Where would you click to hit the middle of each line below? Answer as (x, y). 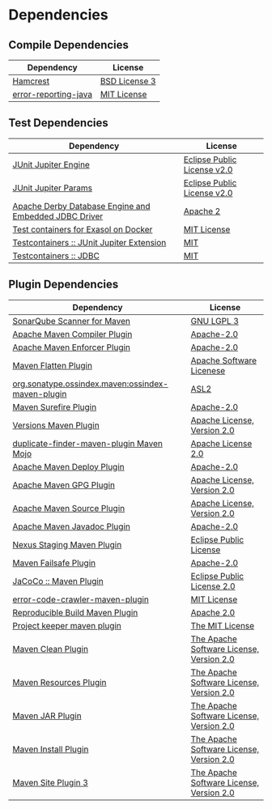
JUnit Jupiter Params (53, 188)
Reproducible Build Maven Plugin (75, 612)
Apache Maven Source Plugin (69, 508)
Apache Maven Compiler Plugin (72, 334)
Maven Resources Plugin (59, 682)
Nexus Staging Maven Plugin (67, 544)
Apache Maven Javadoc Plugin (72, 526)
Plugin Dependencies (64, 285)
